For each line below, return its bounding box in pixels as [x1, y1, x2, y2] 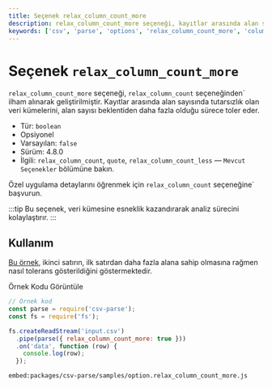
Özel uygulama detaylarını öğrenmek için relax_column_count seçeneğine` [8, 179, 255, 190]
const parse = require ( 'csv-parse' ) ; [8, 305, 136, 313]
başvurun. [8, 188, 42, 198]
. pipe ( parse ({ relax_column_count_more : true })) [15, 335, 186, 343]
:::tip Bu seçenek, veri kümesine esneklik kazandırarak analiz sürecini [8, 204, 240, 214]
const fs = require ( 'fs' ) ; [8, 312, 100, 320]
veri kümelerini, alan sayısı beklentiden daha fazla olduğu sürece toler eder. [8, 106, 260, 116]
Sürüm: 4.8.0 [19, 147, 63, 157]
